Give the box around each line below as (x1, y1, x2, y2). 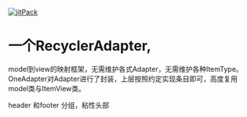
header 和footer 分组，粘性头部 (8, 100, 110, 109)
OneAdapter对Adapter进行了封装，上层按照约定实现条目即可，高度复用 (8, 74, 238, 83)
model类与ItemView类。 (8, 83, 86, 93)
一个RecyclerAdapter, (8, 37, 151, 55)
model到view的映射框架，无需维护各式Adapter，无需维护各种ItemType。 (8, 64, 243, 73)
